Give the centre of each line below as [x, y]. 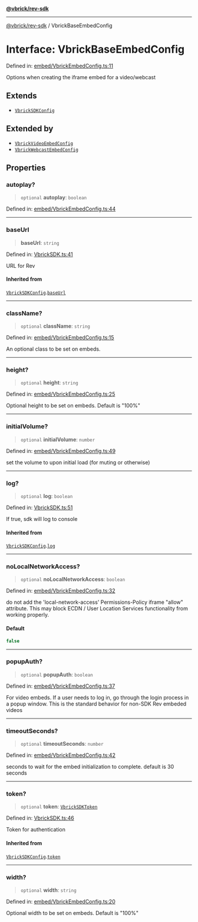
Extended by [30, 129]
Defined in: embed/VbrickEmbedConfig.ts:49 [61, 451]
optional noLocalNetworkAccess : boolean [73, 580]
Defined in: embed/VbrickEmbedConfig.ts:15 [60, 338]
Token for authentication [36, 830]
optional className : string [55, 326]
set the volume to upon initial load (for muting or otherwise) [78, 462]
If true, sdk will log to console [42, 519]
